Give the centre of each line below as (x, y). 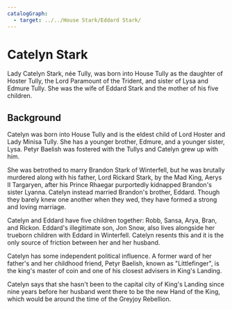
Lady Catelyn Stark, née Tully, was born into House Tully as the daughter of (115, 74)
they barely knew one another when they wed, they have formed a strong (112, 199)
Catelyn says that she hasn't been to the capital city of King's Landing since (116, 284)
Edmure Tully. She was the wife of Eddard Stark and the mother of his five (113, 88)
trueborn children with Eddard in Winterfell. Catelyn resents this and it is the (116, 235)
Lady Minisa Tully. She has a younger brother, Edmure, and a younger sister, (116, 142)
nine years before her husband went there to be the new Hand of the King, (114, 292)
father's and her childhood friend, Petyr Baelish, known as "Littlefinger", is (114, 263)
